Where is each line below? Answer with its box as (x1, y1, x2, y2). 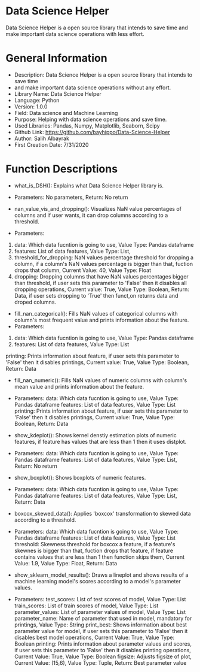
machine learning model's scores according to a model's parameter (14, 577, 181, 585)
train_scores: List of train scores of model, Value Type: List (14, 602, 159, 609)
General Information (5, 52, 108, 65)
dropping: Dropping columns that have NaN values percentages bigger (14, 273, 189, 280)
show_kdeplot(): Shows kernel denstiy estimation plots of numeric (14, 431, 177, 438)
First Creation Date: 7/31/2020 (14, 141, 89, 148)
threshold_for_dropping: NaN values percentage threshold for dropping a (14, 253, 194, 261)
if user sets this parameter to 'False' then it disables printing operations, (14, 646, 192, 653)
